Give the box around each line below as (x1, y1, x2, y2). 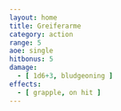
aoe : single (9, 47, 53, 55)
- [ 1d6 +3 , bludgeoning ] (17, 72, 114, 81)
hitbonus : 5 (9, 55, 53, 64)
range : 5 (9, 38, 42, 47)
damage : (9, 64, 38, 73)
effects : (9, 80, 42, 89)
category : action (9, 30, 74, 38)
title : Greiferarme (9, 21, 82, 30)
